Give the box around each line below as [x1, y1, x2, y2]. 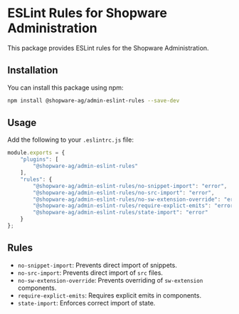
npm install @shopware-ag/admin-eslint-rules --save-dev [7, 97, 180, 104]
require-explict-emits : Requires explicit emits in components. [17, 291, 201, 300]
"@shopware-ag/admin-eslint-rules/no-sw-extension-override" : [33, 196, 221, 203]
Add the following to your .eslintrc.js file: [7, 135, 134, 144]
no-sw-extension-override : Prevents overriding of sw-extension [17, 276, 203, 284]
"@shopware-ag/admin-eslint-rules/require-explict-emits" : [33, 202, 212, 209]
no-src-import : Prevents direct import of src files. [17, 268, 164, 277]
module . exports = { [7, 150, 65, 157]
